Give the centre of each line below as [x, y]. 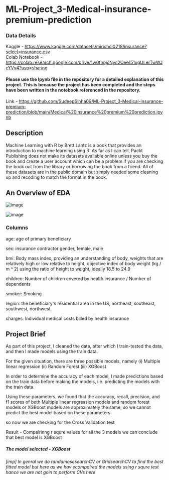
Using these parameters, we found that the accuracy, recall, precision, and [83, 397]
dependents [18, 284]
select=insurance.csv [28, 52]
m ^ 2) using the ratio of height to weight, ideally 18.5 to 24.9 [68, 269]
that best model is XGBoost [34, 437]
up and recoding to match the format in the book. [56, 177]
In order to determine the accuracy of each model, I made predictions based [84, 376]
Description [24, 133]
